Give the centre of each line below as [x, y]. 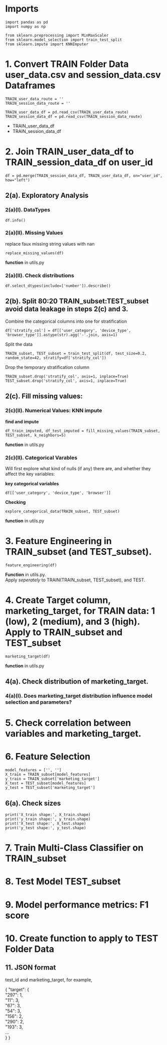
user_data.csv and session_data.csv [83, 75]
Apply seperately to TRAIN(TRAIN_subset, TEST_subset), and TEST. [75, 580]
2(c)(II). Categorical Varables [41, 458]
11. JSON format [31, 968]
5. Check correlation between [68, 723]
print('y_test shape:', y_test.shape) [46, 828]
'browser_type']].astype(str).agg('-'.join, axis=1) [61, 335]
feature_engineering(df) [31, 565]
